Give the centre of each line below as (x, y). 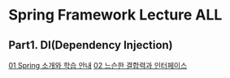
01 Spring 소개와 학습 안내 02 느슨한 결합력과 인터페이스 (98, 65)
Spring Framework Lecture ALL (115, 15)
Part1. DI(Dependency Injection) (91, 45)
